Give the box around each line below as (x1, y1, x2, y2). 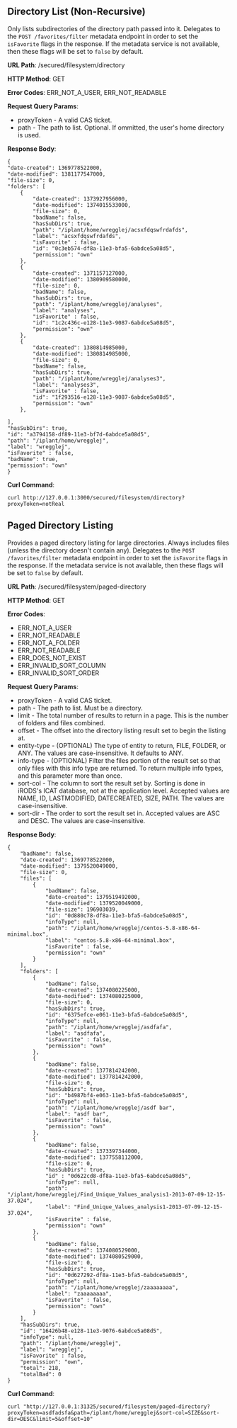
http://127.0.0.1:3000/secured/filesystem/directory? (23, 494, 185, 501)
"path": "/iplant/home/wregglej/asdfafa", (45, 1024, 173, 1031)
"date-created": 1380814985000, (33, 344, 129, 351)
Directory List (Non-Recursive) (7, 6, 146, 18)
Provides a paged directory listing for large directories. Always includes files (7, 538, 230, 547)
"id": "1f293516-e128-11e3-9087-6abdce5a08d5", (33, 393, 175, 401)
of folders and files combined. (17, 718, 105, 727)
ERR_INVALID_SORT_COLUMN (17, 661, 106, 669)
